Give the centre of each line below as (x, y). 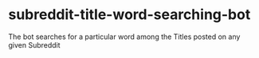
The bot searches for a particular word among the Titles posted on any (124, 37)
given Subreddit (35, 44)
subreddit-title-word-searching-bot (129, 15)
